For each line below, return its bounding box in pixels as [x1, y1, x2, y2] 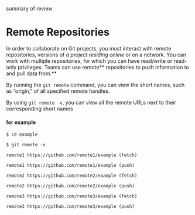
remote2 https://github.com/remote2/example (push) [6, 183, 135, 189]
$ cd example [6, 132, 38, 137]
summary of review [6, 5, 53, 12]
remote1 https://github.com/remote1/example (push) [6, 163, 135, 169]
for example [6, 119, 36, 126]
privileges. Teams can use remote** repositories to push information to [17, 63, 189, 70]
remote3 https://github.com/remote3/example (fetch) [6, 193, 138, 199]
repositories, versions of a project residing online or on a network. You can [6, 51, 186, 58]
